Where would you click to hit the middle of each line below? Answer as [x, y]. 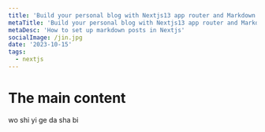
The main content [67, 98]
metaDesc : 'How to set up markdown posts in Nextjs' [97, 30]
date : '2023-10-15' [40, 45]
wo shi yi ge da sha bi [43, 119]
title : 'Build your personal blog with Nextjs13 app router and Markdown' [134, 15]
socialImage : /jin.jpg [45, 37]
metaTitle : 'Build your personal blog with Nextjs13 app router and [123, 23]
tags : [17, 52]
